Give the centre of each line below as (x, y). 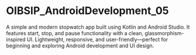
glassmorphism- (164, 33)
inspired (16, 39)
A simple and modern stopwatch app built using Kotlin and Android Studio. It (98, 27)
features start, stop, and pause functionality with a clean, (75, 33)
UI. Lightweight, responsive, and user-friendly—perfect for (97, 39)
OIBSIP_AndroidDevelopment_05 (87, 11)
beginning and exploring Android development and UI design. (80, 46)
